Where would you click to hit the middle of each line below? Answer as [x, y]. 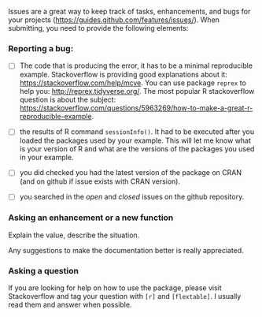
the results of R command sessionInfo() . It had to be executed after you [137, 132]
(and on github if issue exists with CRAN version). [100, 181]
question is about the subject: [68, 100]
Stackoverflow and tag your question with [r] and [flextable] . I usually [125, 296]
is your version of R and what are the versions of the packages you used [137, 149]
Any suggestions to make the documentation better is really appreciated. [126, 250]
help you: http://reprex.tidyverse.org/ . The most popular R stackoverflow [137, 91]
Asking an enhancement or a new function [91, 218]
